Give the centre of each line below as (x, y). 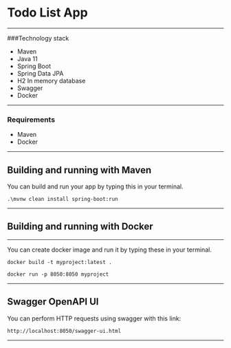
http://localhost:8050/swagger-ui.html (64, 331)
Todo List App (47, 13)
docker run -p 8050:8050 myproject (58, 274)
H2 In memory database (51, 80)
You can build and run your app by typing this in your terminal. (95, 186)
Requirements (31, 120)
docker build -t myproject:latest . (59, 262)
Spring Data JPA (40, 73)
